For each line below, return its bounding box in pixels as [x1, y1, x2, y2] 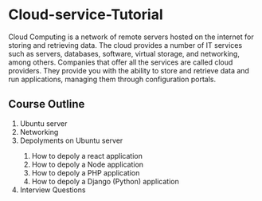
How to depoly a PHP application [31, 167, 140, 177]
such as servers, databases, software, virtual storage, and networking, [8, 49, 240, 58]
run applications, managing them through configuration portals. [8, 74, 217, 84]
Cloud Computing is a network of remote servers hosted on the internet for [8, 32, 254, 41]
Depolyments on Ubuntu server [19, 136, 123, 145]
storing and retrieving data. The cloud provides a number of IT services [8, 40, 243, 49]
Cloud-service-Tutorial [8, 6, 163, 24]
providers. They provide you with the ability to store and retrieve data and [8, 65, 249, 75]
